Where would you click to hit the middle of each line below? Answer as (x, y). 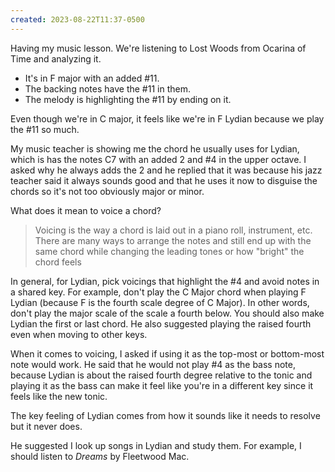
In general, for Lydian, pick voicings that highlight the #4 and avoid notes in (165, 281)
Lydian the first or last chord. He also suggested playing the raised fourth (161, 323)
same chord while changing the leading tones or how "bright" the (169, 251)
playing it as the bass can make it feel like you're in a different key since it (162, 385)
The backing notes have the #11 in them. (107, 88)
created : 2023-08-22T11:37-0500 (77, 19)
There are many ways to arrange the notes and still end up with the (173, 240)
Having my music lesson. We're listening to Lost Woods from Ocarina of (158, 48)
